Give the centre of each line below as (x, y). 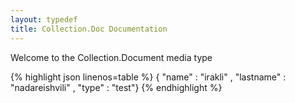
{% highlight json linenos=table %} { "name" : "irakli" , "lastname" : (148, 77)
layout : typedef (44, 19)
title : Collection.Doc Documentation (89, 29)
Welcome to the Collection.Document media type (111, 57)
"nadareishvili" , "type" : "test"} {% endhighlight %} (116, 87)
